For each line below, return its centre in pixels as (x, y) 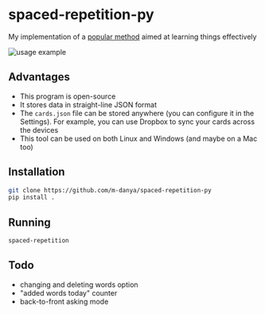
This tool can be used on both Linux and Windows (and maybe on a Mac (138, 138)
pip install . (32, 198)
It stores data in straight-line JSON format (88, 104)
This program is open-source (68, 96)
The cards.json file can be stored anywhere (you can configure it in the (137, 113)
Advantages (39, 77)
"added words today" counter (68, 293)
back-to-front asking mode (64, 301)
